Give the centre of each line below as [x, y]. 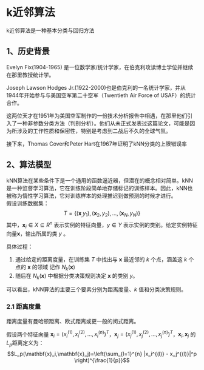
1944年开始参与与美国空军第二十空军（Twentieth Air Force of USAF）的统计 [101, 95]
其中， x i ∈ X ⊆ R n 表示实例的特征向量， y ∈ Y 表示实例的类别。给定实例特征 [102, 225]
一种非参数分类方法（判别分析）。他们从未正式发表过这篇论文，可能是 [103, 123]
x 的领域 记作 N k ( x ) [51, 267]
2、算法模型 [29, 165]
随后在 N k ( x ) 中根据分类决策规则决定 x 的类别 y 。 [76, 276]
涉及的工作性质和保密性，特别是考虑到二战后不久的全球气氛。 [94, 130]
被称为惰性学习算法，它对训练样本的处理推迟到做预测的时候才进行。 [91, 195]
